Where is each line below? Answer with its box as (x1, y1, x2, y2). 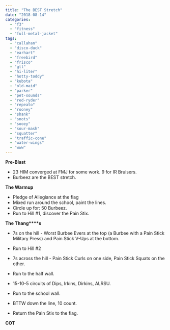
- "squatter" (10, 131, 38, 136)
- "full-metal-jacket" (10, 31, 58, 36)
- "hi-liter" (10, 69, 38, 74)
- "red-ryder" (10, 97, 40, 103)
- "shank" (10, 112, 31, 117)
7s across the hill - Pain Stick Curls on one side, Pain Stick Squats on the (12, 256, 165, 261)
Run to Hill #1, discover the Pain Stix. (12, 210, 90, 216)
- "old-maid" (10, 83, 38, 88)
